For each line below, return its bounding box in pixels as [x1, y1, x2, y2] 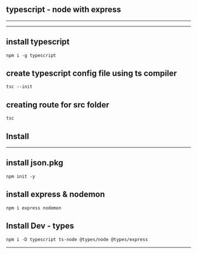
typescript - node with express [6, 5, 121, 15]
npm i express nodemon [6, 205, 62, 211]
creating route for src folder [6, 100, 110, 110]
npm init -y [6, 173, 35, 180]
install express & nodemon [6, 189, 106, 199]
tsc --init [6, 84, 33, 90]
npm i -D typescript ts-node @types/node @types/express [6, 236, 148, 242]
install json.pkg [6, 158, 63, 168]
